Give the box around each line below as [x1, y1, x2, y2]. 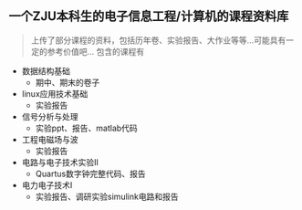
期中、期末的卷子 [35, 77, 100, 88]
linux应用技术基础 [21, 88, 89, 99]
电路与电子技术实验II [21, 156, 99, 167]
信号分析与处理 [21, 110, 78, 121]
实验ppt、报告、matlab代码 [35, 122, 138, 133]
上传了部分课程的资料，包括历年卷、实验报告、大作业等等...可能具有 [30, 35, 286, 46]
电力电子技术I [21, 179, 73, 190]
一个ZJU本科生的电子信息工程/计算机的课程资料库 [8, 8, 289, 25]
